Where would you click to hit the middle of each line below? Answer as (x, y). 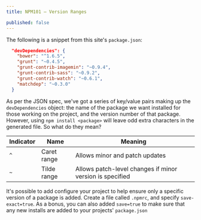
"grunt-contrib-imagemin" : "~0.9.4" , (64, 67)
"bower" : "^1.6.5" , (41, 56)
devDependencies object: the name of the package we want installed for (93, 107)
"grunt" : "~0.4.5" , (41, 62)
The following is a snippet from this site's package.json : (74, 40)
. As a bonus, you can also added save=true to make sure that (109, 204)
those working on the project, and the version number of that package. (93, 114)
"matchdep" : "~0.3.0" (44, 84)
